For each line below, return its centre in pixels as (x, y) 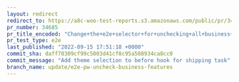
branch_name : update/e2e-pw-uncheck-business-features (90, 67)
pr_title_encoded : (34, 34)
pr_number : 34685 (32, 27)
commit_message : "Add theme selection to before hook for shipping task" (119, 61)
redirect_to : (26, 21)
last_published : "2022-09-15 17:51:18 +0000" (75, 47)
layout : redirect (32, 14)
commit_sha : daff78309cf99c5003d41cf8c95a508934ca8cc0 (90, 54)
